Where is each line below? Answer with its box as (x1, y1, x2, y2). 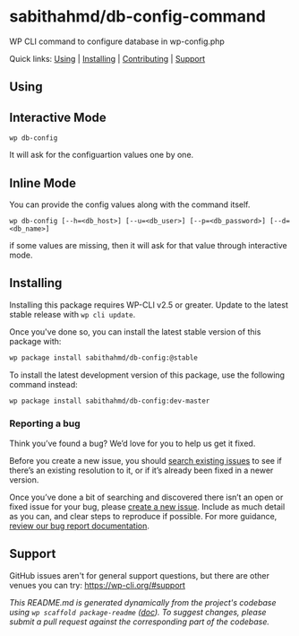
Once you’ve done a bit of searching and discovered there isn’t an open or (9, 492, 284, 502)
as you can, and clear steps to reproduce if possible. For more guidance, (9, 510, 278, 521)
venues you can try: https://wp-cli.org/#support (9, 579, 186, 590)
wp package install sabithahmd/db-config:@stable (9, 353, 199, 362)
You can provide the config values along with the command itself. (9, 199, 251, 210)
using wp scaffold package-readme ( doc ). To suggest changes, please (9, 606, 267, 617)
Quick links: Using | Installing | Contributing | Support (9, 53, 206, 64)
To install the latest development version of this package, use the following (9, 370, 285, 380)
